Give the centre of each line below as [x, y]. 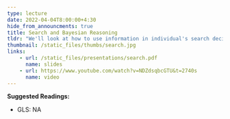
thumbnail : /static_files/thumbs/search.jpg [72, 45]
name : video [42, 77]
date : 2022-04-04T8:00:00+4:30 [52, 20]
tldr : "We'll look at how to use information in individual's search [108, 39]
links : [16, 52]
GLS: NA [29, 109]
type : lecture [27, 13]
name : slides [44, 64]
